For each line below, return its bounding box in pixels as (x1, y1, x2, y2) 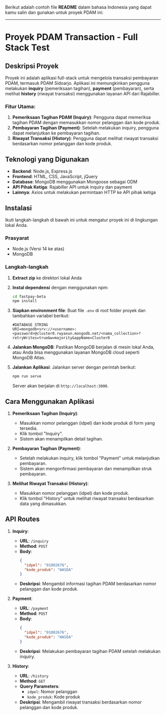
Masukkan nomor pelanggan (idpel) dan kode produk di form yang (19, 420, 155, 426)
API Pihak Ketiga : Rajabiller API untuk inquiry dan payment (12, 184, 132, 190)
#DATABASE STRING (12, 323, 48, 327)
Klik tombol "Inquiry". (19, 430, 63, 436)
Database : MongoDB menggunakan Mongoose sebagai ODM (12, 179, 137, 185)
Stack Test (5, 42, 50, 54)
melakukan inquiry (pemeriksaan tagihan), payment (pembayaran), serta (5, 85, 154, 91)
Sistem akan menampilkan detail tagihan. (19, 436, 103, 442)
